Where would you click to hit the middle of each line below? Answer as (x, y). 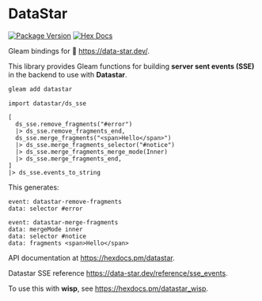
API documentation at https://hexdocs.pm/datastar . (92, 258)
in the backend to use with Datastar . (68, 74)
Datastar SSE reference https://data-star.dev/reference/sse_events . (118, 273)
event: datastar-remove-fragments (65, 201)
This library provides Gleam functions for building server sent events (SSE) (131, 66)
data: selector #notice (47, 236)
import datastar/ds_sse (47, 103)
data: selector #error (46, 209)
